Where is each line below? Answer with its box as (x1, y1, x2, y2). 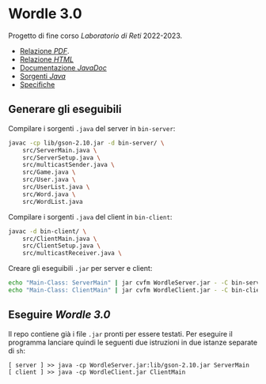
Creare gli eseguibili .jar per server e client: (8, 264, 153, 273)
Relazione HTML (19, 55, 74, 64)
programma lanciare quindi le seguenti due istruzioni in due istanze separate (8, 337, 258, 347)
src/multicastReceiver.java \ (22, 250, 123, 258)
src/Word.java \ (22, 190, 77, 198)
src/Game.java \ (22, 168, 77, 176)
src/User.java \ (22, 175, 77, 184)
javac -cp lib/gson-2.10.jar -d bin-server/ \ (8, 139, 165, 147)
